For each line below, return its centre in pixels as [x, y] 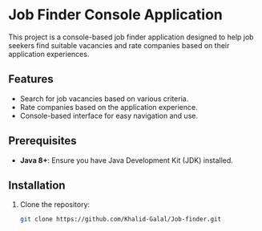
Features [31, 79]
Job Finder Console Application [115, 15]
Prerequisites [42, 141]
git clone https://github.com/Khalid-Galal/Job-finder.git [121, 219]
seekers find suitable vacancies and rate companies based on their [119, 45]
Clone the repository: [55, 205]
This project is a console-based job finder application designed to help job [131, 37]
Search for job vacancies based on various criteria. [104, 99]
